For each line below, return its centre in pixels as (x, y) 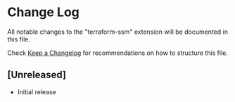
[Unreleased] (37, 75)
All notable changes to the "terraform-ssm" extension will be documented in (118, 32)
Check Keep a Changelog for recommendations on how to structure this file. (118, 53)
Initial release (37, 91)
